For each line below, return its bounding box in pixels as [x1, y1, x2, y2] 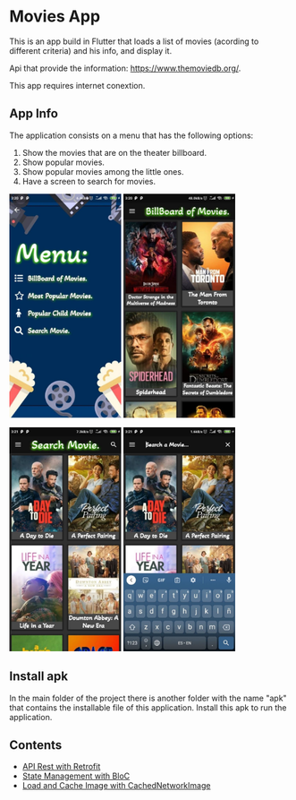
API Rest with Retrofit [21, 761, 101, 772]
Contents [9, 737, 63, 753]
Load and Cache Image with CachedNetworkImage [21, 780, 211, 791]
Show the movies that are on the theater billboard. [21, 147, 207, 158]
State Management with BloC [21, 770, 131, 781]
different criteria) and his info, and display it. [9, 45, 173, 56]
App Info [9, 106, 58, 122]
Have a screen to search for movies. [21, 176, 156, 186]
